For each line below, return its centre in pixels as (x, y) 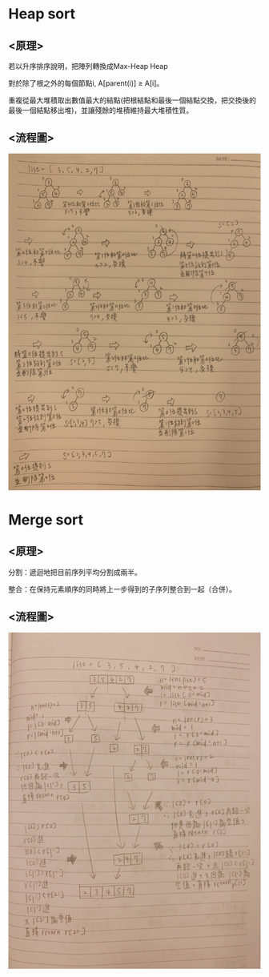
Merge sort (46, 519)
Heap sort (42, 14)
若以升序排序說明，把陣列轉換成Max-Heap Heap (88, 66)
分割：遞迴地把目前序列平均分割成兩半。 (75, 572)
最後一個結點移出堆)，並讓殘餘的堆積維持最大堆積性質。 (101, 110)
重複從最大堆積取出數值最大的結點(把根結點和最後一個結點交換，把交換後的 (132, 100)
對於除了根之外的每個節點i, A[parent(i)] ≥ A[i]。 (86, 83)
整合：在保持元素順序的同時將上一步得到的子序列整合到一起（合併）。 (122, 589)
